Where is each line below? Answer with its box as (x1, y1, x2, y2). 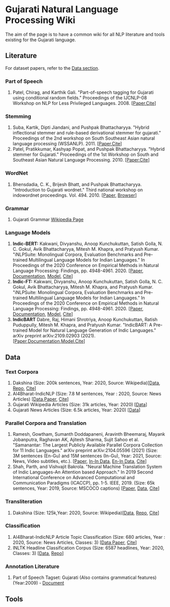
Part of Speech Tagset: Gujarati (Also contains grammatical (12, 574, 137, 580)
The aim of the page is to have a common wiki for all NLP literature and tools (5, 31, 165, 37)
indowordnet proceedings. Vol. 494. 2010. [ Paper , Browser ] (12, 192, 137, 198)
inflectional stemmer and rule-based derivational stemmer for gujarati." (12, 130, 161, 136)
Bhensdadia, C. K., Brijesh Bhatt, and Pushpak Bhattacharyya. (12, 181, 142, 187)
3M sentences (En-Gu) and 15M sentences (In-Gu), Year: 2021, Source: (12, 453, 162, 459)
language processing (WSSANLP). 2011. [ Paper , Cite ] (12, 141, 122, 147)
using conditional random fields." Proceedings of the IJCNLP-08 (12, 95, 147, 101)
